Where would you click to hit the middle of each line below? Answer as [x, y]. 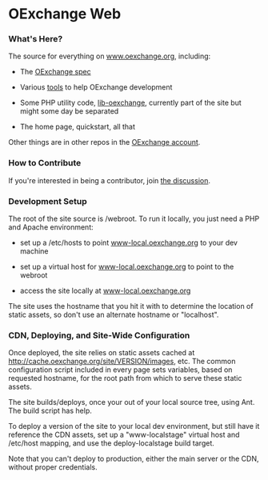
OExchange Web [65, 14]
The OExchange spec [55, 72]
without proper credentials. [53, 467]
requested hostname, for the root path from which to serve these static [125, 378]
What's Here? [36, 39]
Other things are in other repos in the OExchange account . [104, 142]
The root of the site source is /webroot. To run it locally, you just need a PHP [134, 219]
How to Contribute [45, 163]
